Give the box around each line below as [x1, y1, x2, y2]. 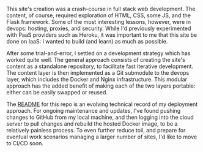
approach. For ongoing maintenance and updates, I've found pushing [6, 107, 181, 114]
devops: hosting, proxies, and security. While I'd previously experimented [6, 25, 191, 32]
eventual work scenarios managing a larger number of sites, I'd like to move [6, 133, 197, 140]
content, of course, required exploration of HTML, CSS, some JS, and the [6, 12, 191, 19]
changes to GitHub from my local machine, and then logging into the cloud [6, 113, 194, 121]
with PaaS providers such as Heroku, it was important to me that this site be [6, 31, 197, 39]
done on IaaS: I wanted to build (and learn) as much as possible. [6, 38, 168, 45]
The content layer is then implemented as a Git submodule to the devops [6, 69, 190, 76]
